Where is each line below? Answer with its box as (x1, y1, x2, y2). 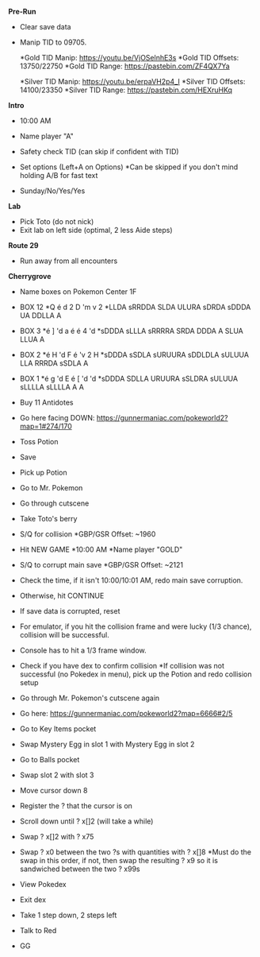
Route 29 (8, 241, 39, 250)
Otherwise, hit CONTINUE (19, 591, 105, 600)
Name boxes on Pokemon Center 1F (19, 287, 137, 296)
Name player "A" (19, 131, 74, 141)
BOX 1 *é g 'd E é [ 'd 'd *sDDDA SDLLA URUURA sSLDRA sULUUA (19, 374, 239, 383)
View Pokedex (19, 880, 67, 889)
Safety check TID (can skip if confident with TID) (19, 147, 180, 156)
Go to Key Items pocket (19, 724, 97, 734)
